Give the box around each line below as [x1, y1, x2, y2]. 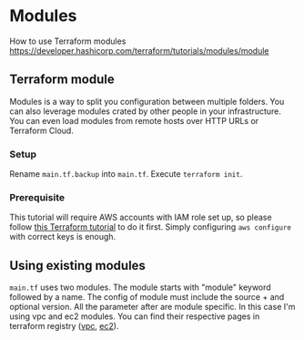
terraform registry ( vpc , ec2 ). [9, 321, 119, 332]
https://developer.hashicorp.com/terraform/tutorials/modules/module [9, 45, 270, 56]
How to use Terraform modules [9, 36, 127, 46]
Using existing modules [9, 257, 146, 273]
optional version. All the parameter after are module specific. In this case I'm [9, 302, 296, 313]
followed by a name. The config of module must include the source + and [9, 292, 285, 303]
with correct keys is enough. [9, 232, 117, 242]
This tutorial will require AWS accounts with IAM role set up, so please [9, 211, 272, 223]
